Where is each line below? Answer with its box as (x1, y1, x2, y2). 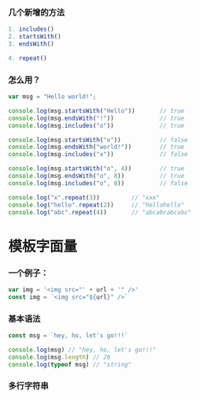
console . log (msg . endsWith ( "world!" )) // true (8, 143, 185, 151)
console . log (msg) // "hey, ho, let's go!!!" (8, 345, 157, 354)
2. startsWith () (8, 33, 61, 41)
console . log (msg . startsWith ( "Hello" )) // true (8, 106, 185, 115)
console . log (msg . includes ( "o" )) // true (8, 121, 185, 129)
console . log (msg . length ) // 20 (8, 353, 111, 361)
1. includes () (8, 25, 55, 33)
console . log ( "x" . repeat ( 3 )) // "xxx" (8, 193, 160, 202)
